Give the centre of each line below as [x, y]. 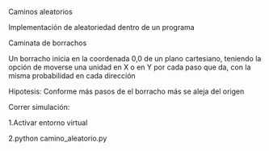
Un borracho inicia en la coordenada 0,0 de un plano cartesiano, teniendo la [135, 59]
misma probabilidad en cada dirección [72, 75]
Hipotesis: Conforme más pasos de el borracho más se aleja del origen [126, 91]
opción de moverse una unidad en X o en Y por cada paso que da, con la [130, 67]
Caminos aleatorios [40, 12]
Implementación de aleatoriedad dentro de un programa [102, 27]
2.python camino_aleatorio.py [58, 138]
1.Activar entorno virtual [48, 123]
